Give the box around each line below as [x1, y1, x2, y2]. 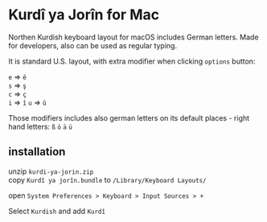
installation [8, 145, 66, 158]
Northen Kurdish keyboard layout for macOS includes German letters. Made [8, 32, 259, 42]
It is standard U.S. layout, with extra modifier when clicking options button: [8, 56, 256, 66]
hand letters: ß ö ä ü [8, 121, 72, 131]
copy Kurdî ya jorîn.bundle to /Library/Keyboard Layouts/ [8, 175, 207, 184]
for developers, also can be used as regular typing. [8, 40, 178, 50]
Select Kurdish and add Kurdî [8, 206, 106, 216]
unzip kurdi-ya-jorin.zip [8, 166, 94, 176]
